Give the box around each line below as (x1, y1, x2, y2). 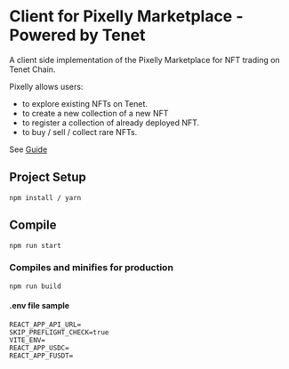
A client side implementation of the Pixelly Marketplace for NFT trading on (9, 54, 280, 65)
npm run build (9, 282, 62, 291)
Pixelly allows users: (9, 81, 84, 92)
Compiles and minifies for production (9, 261, 173, 274)
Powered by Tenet (9, 25, 146, 45)
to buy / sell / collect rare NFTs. (21, 126, 138, 137)
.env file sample (9, 301, 69, 311)
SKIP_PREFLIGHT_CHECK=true (9, 328, 109, 337)
